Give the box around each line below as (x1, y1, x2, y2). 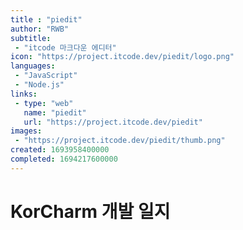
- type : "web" (14, 98, 74, 108)
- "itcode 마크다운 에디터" (14, 42, 117, 53)
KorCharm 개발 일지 (10, 200, 171, 223)
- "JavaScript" (14, 71, 78, 81)
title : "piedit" (10, 14, 83, 25)
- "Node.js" (14, 80, 65, 90)
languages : (10, 61, 56, 71)
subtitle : (10, 33, 52, 43)
